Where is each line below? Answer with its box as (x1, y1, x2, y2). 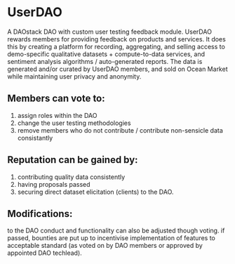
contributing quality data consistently (17, 173, 126, 181)
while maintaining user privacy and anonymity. (7, 72, 142, 81)
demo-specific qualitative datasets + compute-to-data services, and (7, 50, 206, 58)
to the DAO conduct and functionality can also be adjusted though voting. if (7, 226, 225, 235)
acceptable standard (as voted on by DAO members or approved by (7, 242, 203, 250)
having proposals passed (17, 180, 90, 188)
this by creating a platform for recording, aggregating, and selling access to (7, 42, 226, 51)
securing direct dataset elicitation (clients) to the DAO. (17, 187, 174, 196)
